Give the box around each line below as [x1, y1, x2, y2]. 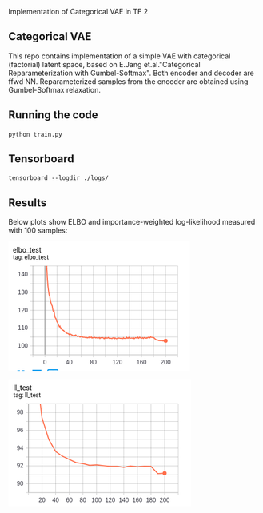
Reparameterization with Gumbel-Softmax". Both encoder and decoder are [8, 68, 254, 78]
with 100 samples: [8, 225, 68, 235]
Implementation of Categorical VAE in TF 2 [8, 7, 149, 16]
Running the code [8, 108, 98, 122]
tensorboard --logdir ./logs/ [8, 174, 110, 182]
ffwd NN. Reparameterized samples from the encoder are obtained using [8, 76, 249, 86]
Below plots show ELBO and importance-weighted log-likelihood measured [8, 217, 256, 227]
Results [8, 196, 47, 209]
